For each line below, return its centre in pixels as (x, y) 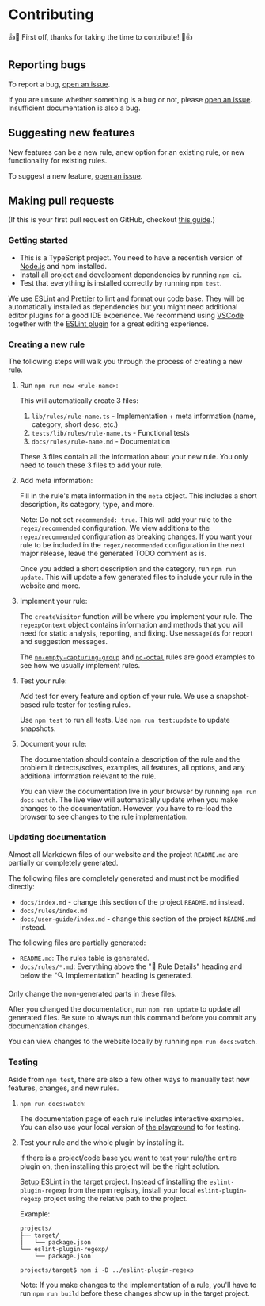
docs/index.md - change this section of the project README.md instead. (132, 902)
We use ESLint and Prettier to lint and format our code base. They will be (127, 298)
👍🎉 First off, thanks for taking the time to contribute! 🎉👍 (100, 36)
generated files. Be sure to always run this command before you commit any (132, 1018)
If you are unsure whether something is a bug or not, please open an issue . (131, 99)
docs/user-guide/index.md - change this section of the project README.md (137, 919)
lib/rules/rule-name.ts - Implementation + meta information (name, (144, 416)
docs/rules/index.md (53, 911)
